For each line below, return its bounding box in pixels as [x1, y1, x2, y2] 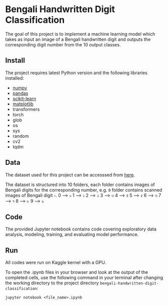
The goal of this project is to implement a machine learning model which [5, 31, 155, 37]
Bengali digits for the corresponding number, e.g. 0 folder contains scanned [5, 187, 162, 193]
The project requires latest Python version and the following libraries [5, 70, 148, 76]
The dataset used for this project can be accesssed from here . [5, 171, 135, 177]
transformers [12, 106, 40, 112]
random [12, 133, 29, 139]
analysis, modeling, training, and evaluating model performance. [5, 231, 139, 237]
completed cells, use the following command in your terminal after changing [5, 275, 163, 281]
